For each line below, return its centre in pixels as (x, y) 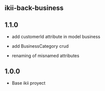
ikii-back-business (34, 8)
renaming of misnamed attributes (45, 56)
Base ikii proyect (29, 83)
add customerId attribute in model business (56, 37)
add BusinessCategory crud (40, 46)
